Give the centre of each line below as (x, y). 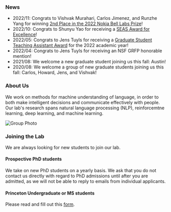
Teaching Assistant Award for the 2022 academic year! (70, 45)
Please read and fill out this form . (40, 204)
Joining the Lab (25, 136)
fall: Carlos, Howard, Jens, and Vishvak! (55, 73)
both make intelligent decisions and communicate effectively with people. (82, 102)
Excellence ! (25, 35)
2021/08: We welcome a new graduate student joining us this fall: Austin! (89, 62)
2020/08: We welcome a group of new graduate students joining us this (88, 67)
